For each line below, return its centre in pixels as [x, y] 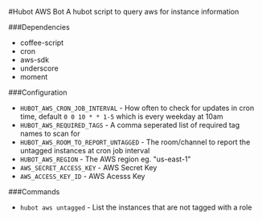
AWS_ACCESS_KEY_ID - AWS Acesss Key [82, 176]
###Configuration [38, 92]
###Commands [34, 191]
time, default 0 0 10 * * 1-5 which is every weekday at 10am [121, 116]
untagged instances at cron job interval [85, 151]
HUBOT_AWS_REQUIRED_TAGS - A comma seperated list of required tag [130, 125]
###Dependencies [39, 27]
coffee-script [42, 43]
